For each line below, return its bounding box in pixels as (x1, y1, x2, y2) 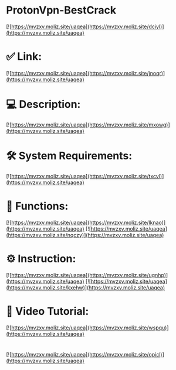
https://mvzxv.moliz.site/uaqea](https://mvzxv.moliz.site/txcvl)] (11, 172, 164, 179)
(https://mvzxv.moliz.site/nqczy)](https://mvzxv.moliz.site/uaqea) (6, 231, 164, 238)
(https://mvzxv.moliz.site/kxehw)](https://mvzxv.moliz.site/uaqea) (6, 284, 165, 291)
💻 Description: (6, 98, 81, 111)
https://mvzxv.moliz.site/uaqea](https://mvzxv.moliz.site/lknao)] (11, 219, 166, 226)
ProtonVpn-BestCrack (6, 4, 116, 17)
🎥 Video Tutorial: (6, 304, 89, 318)
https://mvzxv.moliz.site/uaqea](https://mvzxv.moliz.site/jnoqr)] (11, 69, 165, 76)
